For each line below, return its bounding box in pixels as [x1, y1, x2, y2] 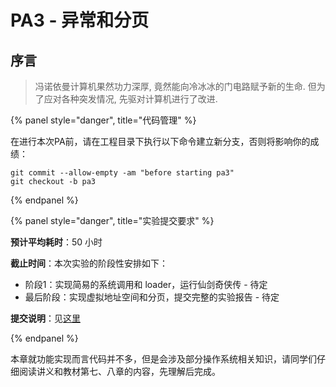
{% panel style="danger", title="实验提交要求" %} [10, 215, 215, 226]
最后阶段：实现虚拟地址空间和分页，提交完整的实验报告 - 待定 [24, 291, 280, 303]
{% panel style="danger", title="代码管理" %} [10, 114, 197, 126]
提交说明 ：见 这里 [10, 312, 81, 324]
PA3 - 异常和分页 [10, 9, 150, 32]
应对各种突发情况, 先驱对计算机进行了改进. [43, 93, 218, 105]
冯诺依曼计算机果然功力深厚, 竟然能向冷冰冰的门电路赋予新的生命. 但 [34, 81, 317, 92]
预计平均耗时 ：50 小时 [10, 236, 103, 248]
